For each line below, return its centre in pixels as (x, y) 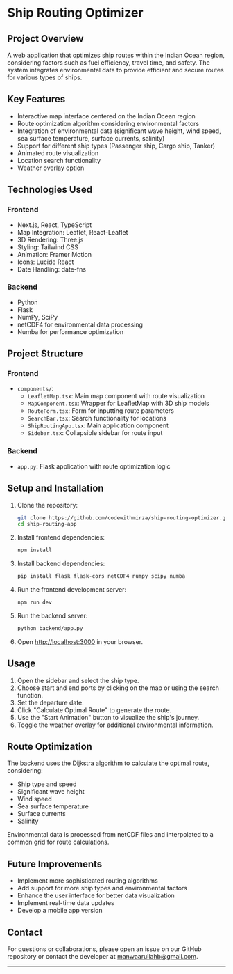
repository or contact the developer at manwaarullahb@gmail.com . (103, 957)
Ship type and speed (47, 784)
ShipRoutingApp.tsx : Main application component (98, 425)
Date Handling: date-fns (52, 269)
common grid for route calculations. (58, 842)
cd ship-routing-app (47, 524)
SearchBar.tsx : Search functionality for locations (97, 418)
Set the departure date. (51, 702)
